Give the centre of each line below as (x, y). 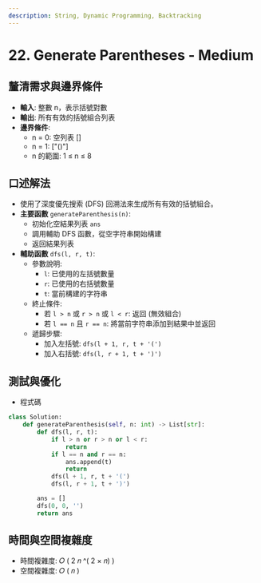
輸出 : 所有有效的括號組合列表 (67, 117)
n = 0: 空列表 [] (56, 137)
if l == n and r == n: (89, 454)
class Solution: (35, 417)
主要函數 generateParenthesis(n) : (75, 214)
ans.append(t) (89, 462)
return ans (55, 513)
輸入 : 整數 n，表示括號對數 (63, 107)
